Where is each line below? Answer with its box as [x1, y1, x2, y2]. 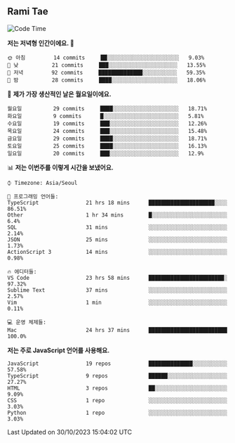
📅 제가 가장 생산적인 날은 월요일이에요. [7, 89, 112, 98]
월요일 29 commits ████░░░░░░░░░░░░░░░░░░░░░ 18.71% [7, 105, 208, 112]
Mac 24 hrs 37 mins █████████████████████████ [7, 326, 228, 333]
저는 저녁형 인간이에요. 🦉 [7, 39, 75, 47]
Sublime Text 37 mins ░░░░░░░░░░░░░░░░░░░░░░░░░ [7, 286, 228, 294]
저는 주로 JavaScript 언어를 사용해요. [7, 346, 110, 354]
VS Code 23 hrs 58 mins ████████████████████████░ [7, 274, 228, 281]
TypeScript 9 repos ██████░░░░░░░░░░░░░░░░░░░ [7, 372, 228, 379]
